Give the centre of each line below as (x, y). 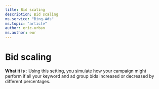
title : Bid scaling (25, 10)
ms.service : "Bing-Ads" (30, 19)
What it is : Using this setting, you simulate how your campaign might (76, 71)
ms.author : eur (21, 33)
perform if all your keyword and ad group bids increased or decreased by (80, 76)
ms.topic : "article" (26, 23)
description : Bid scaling (32, 14)
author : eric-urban (25, 28)
